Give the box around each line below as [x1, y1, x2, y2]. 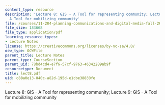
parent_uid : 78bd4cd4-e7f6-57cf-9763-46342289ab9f [5, 62, 111, 67]
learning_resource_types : [5, 35, 58, 40]
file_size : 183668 [5, 26, 43, 30]
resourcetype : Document [5, 67, 54, 72]
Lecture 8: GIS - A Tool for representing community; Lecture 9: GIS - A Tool [5, 89, 158, 95]
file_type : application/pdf [5, 30, 63, 35]
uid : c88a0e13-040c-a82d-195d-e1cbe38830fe [5, 76, 96, 80]
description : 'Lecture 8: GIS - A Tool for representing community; [5, 12, 148, 17]
